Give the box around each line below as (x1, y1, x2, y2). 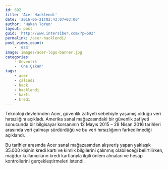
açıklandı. (5, 132, 25, 138)
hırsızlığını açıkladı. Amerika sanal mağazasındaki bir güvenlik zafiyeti (5, 116, 150, 122)
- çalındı (14, 78, 35, 83)
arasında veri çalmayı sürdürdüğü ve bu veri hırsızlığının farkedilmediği (5, 127, 152, 133)
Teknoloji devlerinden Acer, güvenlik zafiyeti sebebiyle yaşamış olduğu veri (5, 111, 161, 117)
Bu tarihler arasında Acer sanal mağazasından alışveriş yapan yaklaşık (5, 142, 151, 148)
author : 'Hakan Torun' (5, 21, 53, 27)
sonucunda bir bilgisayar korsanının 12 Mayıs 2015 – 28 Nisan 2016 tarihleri (5, 121, 161, 128)
